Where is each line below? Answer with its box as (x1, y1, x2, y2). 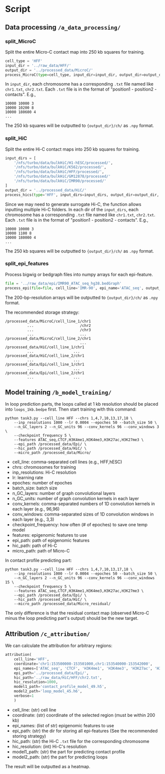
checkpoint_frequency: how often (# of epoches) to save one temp (12, 522, 148, 528)
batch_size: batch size (12, 485, 57, 491)
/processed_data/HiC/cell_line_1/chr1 (5, 345, 84, 350)
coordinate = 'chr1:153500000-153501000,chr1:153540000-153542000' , (14, 661, 153, 666)
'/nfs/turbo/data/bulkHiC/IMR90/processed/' (14, 179, 107, 184)
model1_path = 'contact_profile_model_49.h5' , (14, 684, 107, 689)
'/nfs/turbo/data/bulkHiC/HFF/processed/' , (14, 169, 105, 174)
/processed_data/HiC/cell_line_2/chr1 (5, 353, 84, 358)
